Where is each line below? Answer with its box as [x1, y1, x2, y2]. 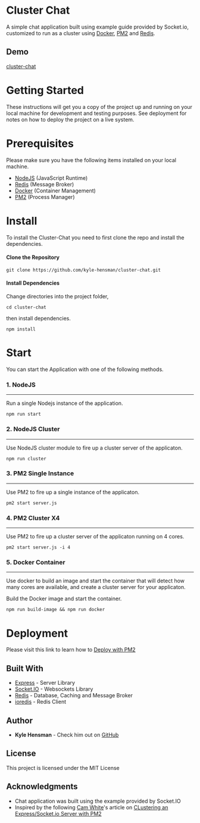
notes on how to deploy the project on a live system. [6, 116, 135, 123]
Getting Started [6, 83, 85, 97]
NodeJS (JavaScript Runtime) [14, 174, 88, 182]
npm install [6, 326, 36, 332]
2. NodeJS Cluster [6, 425, 60, 434]
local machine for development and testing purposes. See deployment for [6, 110, 187, 117]
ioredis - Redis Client [14, 698, 67, 706]
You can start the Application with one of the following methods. [6, 366, 164, 373]
